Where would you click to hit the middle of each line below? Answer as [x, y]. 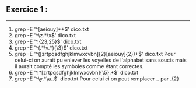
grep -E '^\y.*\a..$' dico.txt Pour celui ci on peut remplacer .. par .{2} [97, 79]
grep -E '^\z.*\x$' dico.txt [45, 35]
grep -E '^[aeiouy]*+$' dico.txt [52, 29]
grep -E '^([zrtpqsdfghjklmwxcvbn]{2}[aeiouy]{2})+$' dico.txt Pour [95, 54]
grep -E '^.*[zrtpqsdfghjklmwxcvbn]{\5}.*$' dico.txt [76, 72]
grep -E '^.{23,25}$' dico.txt [48, 41]
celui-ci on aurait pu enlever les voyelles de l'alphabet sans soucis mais [100, 60]
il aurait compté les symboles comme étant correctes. [79, 66]
